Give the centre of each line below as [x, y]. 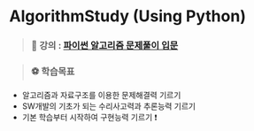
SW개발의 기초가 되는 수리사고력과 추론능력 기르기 [109, 106]
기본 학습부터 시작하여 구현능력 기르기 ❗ [89, 118]
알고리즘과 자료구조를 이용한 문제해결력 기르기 [101, 96]
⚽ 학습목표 [53, 72]
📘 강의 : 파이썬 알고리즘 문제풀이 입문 [104, 46]
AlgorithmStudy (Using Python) [127, 16]
